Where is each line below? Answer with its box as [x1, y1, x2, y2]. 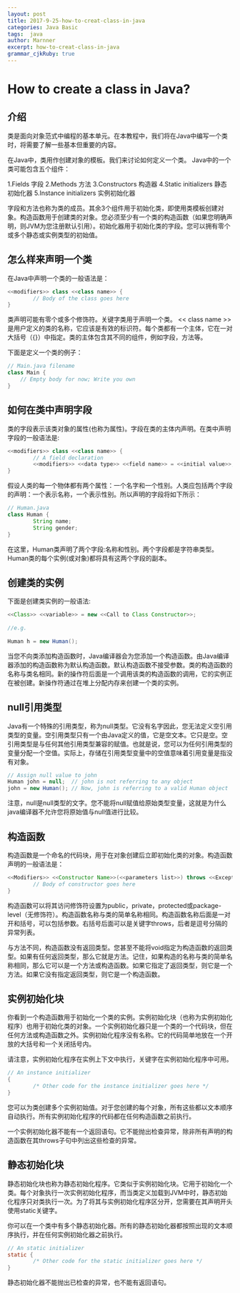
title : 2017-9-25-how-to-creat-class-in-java [7, 17, 145, 24]
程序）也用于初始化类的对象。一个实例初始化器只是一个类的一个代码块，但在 [7, 1022, 233, 1031]
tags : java [7, 30, 43, 38]
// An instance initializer [7, 1069, 91, 1077]
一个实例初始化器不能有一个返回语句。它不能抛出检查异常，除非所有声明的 [7, 1127, 226, 1136]
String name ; [33, 517, 72, 525]
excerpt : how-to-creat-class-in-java [7, 44, 120, 51]
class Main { [7, 369, 46, 376]
